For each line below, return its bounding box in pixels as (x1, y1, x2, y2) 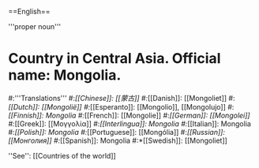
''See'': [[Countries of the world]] (8, 151, 116, 160)
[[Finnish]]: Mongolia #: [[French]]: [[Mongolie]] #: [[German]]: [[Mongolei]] (8, 110, 250, 120)
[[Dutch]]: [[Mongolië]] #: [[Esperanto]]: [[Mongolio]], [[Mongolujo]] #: (8, 102, 235, 111)
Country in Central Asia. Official (8, 50, 221, 68)
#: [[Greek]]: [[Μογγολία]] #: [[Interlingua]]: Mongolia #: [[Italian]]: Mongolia (8, 118, 251, 129)
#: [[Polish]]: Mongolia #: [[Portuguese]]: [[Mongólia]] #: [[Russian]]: (8, 127, 226, 136)
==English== (8, 7, 51, 16)
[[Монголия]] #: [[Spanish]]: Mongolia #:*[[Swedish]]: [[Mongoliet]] (8, 136, 227, 145)
